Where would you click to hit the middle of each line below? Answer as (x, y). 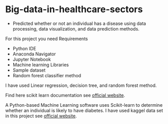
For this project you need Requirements (47, 39)
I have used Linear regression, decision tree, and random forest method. (81, 85)
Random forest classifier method (47, 75)
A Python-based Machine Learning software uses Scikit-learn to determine (84, 105)
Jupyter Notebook (32, 59)
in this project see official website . (41, 116)
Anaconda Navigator (34, 54)
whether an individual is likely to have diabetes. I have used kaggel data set (84, 110)
